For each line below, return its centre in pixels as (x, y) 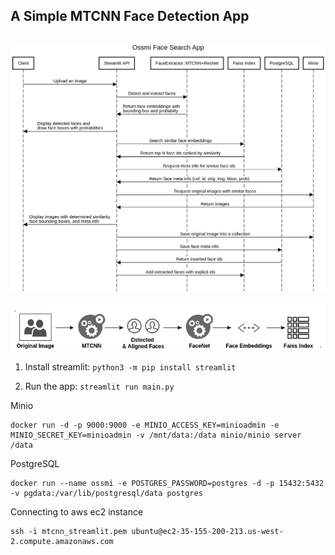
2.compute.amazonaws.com (62, 541)
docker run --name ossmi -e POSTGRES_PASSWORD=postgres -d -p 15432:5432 (167, 483)
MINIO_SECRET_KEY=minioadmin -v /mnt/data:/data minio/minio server (156, 435)
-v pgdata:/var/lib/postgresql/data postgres (106, 493)
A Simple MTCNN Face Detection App (130, 16)
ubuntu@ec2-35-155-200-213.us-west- (207, 531)
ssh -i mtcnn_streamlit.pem (69, 531)
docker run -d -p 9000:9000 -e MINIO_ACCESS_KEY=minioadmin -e (145, 425)
